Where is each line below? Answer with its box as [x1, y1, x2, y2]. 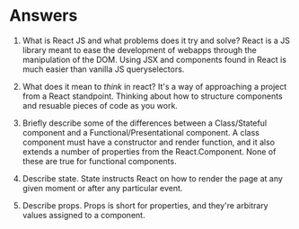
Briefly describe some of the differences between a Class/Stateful [22, 118, 268, 128]
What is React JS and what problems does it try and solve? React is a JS [22, 35, 290, 46]
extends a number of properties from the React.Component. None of [22, 145, 277, 157]
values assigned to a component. [22, 209, 145, 220]
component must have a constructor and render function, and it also [22, 137, 276, 147]
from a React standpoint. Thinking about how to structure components [22, 91, 283, 101]
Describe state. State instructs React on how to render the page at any [22, 172, 283, 184]
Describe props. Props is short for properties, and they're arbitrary [22, 199, 268, 211]
